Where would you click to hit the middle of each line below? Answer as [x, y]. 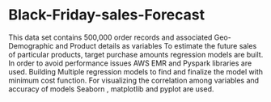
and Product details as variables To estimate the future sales [156, 45]
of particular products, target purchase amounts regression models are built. [136, 54]
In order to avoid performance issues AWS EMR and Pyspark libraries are [130, 63]
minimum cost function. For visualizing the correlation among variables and [134, 80]
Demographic [31, 45]
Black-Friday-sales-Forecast [106, 15]
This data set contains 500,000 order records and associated [110, 37]
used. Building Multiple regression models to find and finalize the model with [136, 71]
